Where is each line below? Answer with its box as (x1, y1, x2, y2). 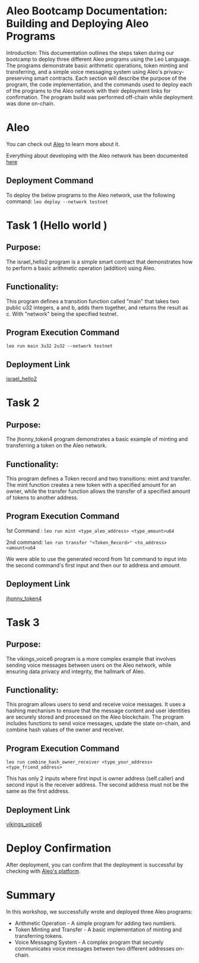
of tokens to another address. (6, 493, 79, 501)
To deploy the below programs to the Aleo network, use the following (6, 191, 175, 198)
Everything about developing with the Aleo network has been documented (6, 152, 188, 159)
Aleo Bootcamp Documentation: (6, 4, 168, 18)
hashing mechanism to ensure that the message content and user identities (6, 707, 191, 715)
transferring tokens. (14, 932, 64, 939)
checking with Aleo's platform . (6, 867, 81, 874)
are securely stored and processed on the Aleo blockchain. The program (6, 713, 184, 720)
